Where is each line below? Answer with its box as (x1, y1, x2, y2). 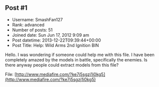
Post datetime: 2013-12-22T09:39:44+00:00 (12, 37, 101, 43)
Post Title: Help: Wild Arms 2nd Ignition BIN (12, 42, 99, 48)
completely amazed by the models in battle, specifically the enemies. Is (5, 57, 148, 62)
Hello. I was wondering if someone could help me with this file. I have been (5, 52, 155, 58)
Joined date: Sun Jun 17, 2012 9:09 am (12, 32, 90, 38)
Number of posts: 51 (12, 27, 53, 33)
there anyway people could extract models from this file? (5, 62, 119, 68)
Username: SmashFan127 (12, 16, 63, 22)
